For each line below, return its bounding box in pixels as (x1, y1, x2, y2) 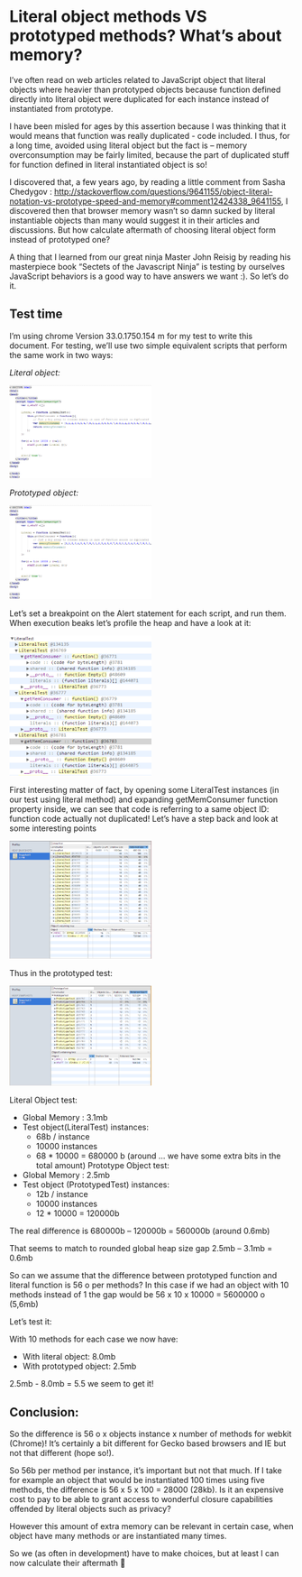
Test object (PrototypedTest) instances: (22, 1179, 169, 1190)
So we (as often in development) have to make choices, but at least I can (9, 1548, 279, 1559)
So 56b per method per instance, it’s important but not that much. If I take (9, 1465, 282, 1476)
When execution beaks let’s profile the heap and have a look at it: (9, 617, 252, 628)
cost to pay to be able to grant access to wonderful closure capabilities (9, 1494, 273, 1505)
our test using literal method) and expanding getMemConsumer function (9, 794, 279, 805)
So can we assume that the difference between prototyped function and (9, 1270, 278, 1281)
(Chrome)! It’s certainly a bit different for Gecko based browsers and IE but (9, 1438, 287, 1449)
